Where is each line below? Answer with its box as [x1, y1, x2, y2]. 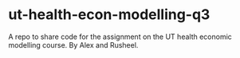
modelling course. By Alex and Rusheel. [8, 40, 139, 49]
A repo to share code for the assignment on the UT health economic [8, 32, 233, 41]
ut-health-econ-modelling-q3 [8, 6, 210, 24]
